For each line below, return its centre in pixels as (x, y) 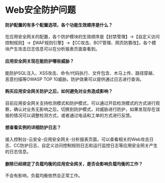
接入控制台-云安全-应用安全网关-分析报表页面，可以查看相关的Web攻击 (77, 139)
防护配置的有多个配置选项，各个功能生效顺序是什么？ (59, 25)
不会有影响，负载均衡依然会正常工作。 (44, 176)
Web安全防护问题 (41, 10)
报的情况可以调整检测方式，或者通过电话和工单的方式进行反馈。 (69, 115)
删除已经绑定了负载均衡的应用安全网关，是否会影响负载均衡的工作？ (74, 164)
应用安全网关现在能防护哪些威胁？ (40, 61)
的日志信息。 (18, 152)
